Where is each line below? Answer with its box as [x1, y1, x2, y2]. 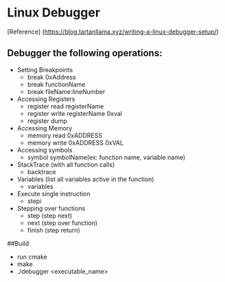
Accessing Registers [16, 95, 75, 103]
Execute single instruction [16, 189, 91, 198]
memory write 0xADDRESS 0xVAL [27, 139, 124, 147]
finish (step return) [27, 226, 80, 234]
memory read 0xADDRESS [27, 131, 103, 139]
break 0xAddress [27, 73, 77, 81]
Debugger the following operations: [7, 47, 163, 59]
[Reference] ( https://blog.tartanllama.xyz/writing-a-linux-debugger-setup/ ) [7, 27, 220, 36]
